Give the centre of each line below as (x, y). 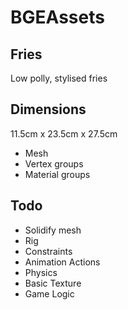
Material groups (57, 174)
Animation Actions (62, 262)
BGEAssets (57, 17)
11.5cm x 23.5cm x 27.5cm (64, 133)
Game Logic (49, 293)
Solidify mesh (53, 230)
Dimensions (48, 109)
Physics (41, 272)
